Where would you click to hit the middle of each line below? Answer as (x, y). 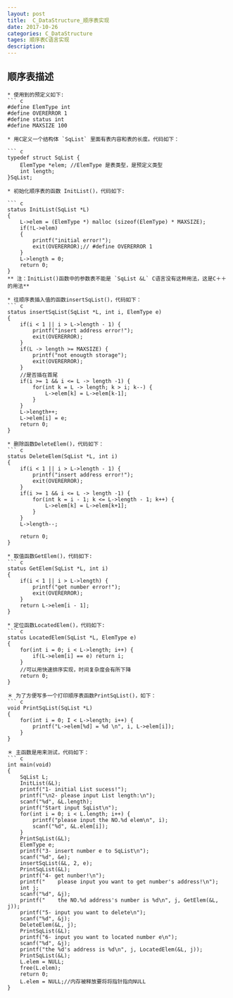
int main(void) (30, 764)
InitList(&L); (40, 783)
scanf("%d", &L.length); (56, 802)
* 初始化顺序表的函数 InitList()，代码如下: (66, 191)
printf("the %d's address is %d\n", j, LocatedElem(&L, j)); (111, 949)
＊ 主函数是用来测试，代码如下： (48, 752)
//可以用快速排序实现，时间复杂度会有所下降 (76, 669)
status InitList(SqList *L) (49, 209)
